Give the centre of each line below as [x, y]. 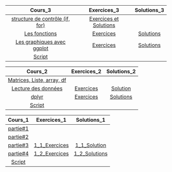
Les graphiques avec [40, 42]
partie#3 [18, 145]
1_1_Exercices [51, 145]
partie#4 [18, 154]
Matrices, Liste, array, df [37, 80]
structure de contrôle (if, [40, 19]
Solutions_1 [91, 120]
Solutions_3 [149, 10]
